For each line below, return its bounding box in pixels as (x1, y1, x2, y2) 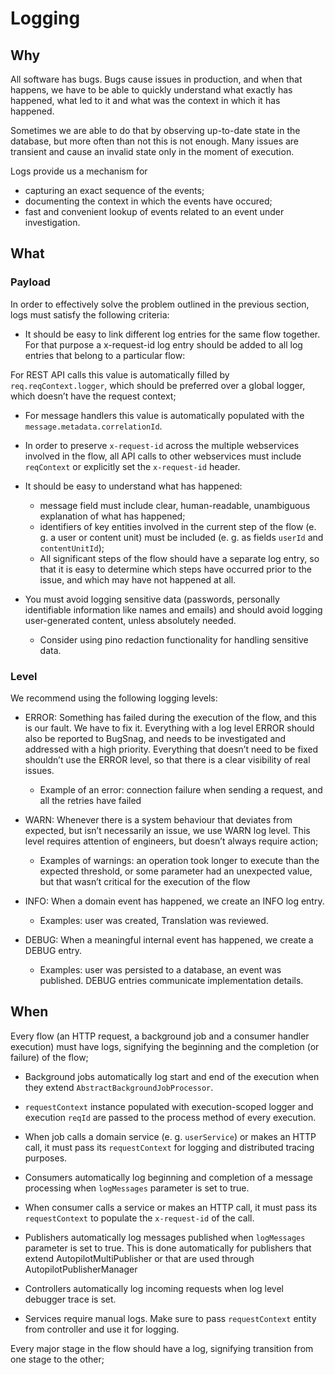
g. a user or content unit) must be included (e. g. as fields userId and (39, 531, 324, 543)
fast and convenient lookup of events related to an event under (24, 206, 285, 217)
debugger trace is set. (24, 1293, 117, 1305)
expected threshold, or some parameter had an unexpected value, (39, 865, 313, 877)
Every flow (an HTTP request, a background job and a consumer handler (10, 1030, 310, 1042)
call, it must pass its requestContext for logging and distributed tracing (24, 1141, 315, 1153)
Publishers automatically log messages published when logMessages (24, 1231, 306, 1243)
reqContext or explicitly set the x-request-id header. (24, 460, 241, 472)
